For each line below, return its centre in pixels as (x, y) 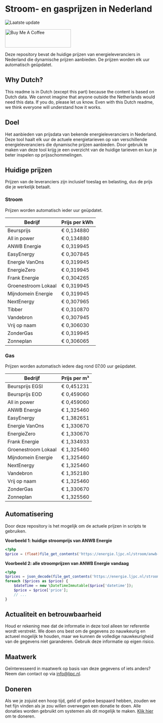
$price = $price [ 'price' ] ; (41, 590)
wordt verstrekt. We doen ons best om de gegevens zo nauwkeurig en (75, 631)
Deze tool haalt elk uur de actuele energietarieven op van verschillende (76, 139)
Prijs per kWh (77, 222)
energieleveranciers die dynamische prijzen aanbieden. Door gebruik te (76, 144)
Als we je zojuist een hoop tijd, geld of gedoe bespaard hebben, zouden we (81, 701)
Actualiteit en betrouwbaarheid (53, 614)
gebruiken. (16, 531)
